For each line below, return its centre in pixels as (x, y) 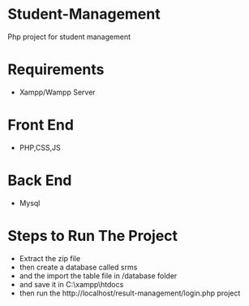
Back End (40, 181)
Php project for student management (69, 37)
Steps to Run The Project (93, 236)
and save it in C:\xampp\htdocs (71, 284)
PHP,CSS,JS (40, 147)
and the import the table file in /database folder (98, 275)
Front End (41, 125)
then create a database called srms (78, 267)
